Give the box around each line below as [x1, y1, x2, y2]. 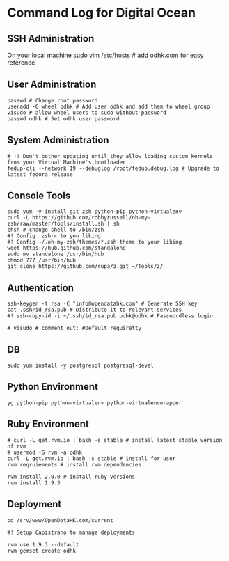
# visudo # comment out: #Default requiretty [7, 325, 141, 332]
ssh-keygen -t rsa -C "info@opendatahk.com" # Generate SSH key [7, 301, 198, 308]
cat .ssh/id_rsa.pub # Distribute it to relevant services [7, 306, 182, 314]
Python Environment [7, 381, 99, 393]
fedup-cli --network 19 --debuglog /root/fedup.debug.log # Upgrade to [7, 165, 219, 172]
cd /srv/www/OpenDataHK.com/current [7, 516, 113, 523]
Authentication [7, 282, 74, 294]
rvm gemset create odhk [7, 547, 77, 554]
